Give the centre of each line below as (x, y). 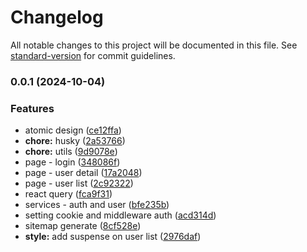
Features (32, 108)
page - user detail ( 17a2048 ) (83, 173)
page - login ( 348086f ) (72, 162)
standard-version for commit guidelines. (93, 55)
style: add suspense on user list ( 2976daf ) (113, 237)
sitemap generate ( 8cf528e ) (83, 226)
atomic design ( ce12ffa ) (73, 130)
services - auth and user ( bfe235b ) (97, 205)
